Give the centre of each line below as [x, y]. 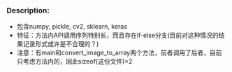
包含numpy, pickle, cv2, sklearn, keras [72, 27]
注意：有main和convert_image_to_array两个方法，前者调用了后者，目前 [119, 53]
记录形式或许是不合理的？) [61, 44]
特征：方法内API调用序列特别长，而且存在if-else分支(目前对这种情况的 [117, 35]
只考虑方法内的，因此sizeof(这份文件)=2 [74, 62]
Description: [28, 10]
